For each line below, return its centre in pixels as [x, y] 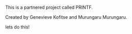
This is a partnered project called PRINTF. [49, 7]
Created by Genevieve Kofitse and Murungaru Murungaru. [66, 17]
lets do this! [17, 27]
